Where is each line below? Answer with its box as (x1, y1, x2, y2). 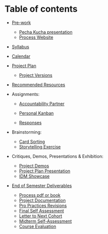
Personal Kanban (19, 110, 54, 116)
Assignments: (11, 91, 40, 97)
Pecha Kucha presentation (19, 29, 73, 35)
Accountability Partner (19, 100, 65, 106)
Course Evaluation (19, 223, 56, 229)
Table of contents (4, 3, 78, 15)
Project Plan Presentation (19, 168, 71, 174)
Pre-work (11, 20, 31, 25)
